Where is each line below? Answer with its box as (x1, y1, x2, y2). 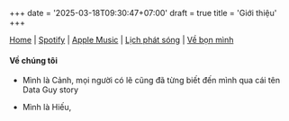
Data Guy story (22, 84, 79, 95)
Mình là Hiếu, (22, 102, 72, 113)
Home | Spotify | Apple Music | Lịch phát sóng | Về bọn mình (9, 35, 234, 45)
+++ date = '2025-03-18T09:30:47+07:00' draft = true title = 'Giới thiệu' (9, 8, 277, 18)
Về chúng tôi (9, 55, 59, 65)
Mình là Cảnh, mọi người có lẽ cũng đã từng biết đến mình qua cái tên (22, 75, 281, 86)
